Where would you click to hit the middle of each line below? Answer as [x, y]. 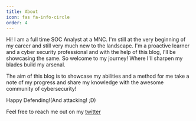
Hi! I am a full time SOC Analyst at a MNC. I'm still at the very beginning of [96, 40]
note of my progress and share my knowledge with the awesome [85, 82]
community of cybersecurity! [41, 89]
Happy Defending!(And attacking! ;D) [51, 100]
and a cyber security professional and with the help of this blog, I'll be [91, 52]
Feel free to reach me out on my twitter [54, 112]
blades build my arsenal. [36, 65]
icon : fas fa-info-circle [38, 17]
